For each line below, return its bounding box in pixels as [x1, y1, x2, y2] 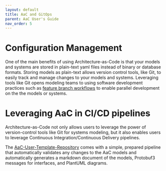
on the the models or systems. [5, 90, 68, 97]
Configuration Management [5, 43, 123, 54]
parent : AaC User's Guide [5, 16, 59, 21]
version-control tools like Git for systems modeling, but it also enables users [5, 129, 161, 135]
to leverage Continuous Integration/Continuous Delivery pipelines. [5, 135, 140, 141]
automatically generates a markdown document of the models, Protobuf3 [5, 155, 156, 161]
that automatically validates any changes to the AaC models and [5, 150, 137, 156]
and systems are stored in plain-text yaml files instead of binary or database [5, 64, 162, 70]
